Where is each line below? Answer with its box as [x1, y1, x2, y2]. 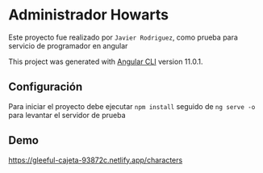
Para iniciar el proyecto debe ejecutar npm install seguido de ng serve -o [8, 101, 256, 111]
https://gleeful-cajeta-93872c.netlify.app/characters [8, 155, 183, 165]
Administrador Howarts [8, 6, 169, 24]
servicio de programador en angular [8, 40, 128, 50]
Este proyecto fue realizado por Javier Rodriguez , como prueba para [8, 32, 238, 42]
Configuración [8, 80, 83, 94]
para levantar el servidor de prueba [8, 110, 127, 120]
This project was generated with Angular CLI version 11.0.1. [8, 57, 203, 66]
